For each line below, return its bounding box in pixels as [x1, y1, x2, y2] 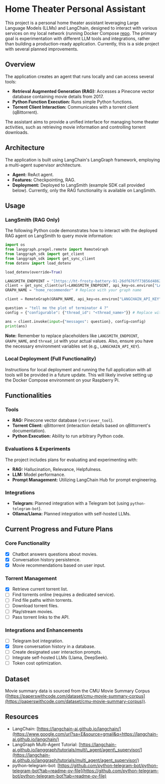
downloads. [5, 129, 29, 135]
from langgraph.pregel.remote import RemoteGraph [5, 247, 109, 252]
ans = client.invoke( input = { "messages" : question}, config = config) [5, 319, 146, 324]
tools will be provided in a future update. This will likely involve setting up [5, 372, 153, 378]
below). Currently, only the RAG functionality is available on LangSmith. [12, 187, 156, 193]
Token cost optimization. [12, 660, 62, 666]
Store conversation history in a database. [12, 643, 96, 649]
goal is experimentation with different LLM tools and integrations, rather [5, 36, 150, 41]
